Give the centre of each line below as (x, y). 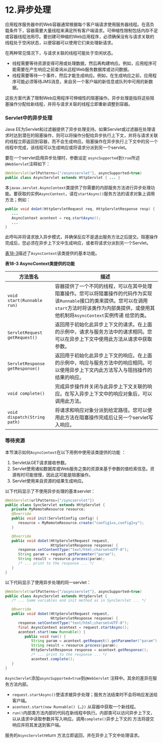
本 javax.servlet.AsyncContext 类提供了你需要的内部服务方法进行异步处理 (78, 187)
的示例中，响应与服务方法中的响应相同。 (101, 363)
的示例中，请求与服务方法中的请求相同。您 (104, 332)
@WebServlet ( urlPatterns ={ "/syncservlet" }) (50, 500)
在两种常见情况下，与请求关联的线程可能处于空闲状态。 (60, 53)
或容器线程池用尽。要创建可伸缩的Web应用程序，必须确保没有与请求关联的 (80, 36)
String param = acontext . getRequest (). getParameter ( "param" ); (95, 641)
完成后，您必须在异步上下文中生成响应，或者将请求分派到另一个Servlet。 (78, 243)
